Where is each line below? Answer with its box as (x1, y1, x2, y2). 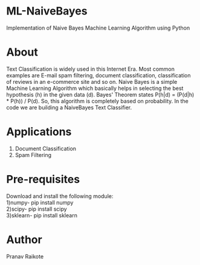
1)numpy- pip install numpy (6, 199, 74, 206)
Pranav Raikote (6, 252, 44, 260)
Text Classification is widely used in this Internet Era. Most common (6, 65, 175, 72)
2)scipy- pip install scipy (6, 205, 68, 212)
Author (6, 232, 42, 246)
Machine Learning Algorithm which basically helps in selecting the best (6, 85, 184, 92)
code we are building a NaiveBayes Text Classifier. (6, 104, 132, 111)
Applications (6, 125, 72, 139)
